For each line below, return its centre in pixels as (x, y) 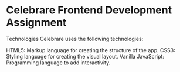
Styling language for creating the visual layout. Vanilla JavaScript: (85, 56)
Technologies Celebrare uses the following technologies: (75, 39)
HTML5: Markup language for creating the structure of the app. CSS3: (91, 50)
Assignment (36, 23)
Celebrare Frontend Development (89, 10)
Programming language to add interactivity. (58, 63)
